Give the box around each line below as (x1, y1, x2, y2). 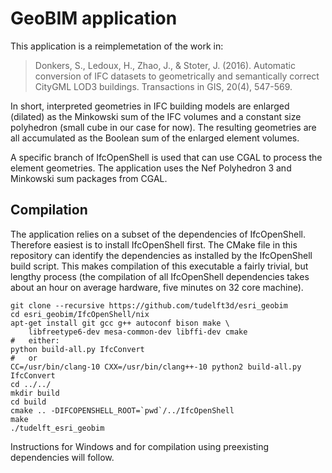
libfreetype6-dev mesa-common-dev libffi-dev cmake (28, 327, 248, 337)
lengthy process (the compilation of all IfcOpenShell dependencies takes (10, 270, 310, 282)
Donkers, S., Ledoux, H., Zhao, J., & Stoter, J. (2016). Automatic (34, 59, 296, 71)
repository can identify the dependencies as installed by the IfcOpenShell (10, 249, 313, 261)
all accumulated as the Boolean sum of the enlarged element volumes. (10, 132, 300, 144)
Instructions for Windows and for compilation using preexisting (10, 440, 270, 452)
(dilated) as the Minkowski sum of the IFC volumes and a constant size (10, 110, 302, 122)
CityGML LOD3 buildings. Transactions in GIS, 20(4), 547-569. (34, 80, 293, 92)
